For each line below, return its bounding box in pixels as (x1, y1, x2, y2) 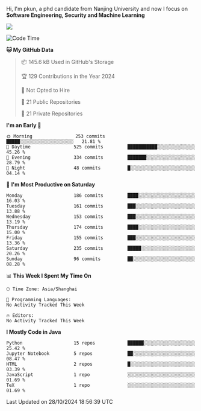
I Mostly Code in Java (6, 328, 61, 336)
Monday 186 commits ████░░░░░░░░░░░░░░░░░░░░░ (6, 193, 196, 199)
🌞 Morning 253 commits (6, 133, 105, 139)
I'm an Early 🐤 (6, 122, 42, 129)
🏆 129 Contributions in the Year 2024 (20, 72, 116, 80)
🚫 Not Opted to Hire (20, 87, 70, 94)
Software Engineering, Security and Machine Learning (6, 11, 145, 19)
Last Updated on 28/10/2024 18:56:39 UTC (6, 398, 113, 405)
